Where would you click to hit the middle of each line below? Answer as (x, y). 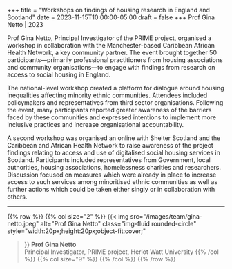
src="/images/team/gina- (166, 216)
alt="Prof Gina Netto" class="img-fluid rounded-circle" (118, 224)
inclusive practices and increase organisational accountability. (96, 124)
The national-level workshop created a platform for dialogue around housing (116, 88)
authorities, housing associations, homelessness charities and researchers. (114, 167)
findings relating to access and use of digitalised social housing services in (114, 152)
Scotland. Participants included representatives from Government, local (109, 160)
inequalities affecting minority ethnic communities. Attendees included (107, 95)
